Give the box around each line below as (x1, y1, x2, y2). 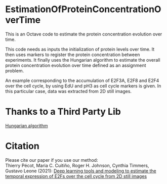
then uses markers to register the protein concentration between (5, 52, 140, 58)
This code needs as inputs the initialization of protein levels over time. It (5, 46, 155, 52)
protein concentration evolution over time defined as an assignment (5, 62, 146, 68)
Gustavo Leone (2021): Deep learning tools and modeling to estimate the (5, 168, 156, 174)
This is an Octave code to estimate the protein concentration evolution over (5, 31, 162, 37)
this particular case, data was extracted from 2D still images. (5, 88, 132, 94)
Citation (5, 141, 39, 152)
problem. (5, 67, 24, 74)
